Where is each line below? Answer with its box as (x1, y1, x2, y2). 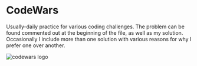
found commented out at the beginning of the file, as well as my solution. (6, 29, 183, 36)
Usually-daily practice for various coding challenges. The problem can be (6, 23, 185, 30)
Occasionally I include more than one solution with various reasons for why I (6, 35, 192, 42)
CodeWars (6, 4, 59, 17)
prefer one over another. (6, 42, 65, 49)
